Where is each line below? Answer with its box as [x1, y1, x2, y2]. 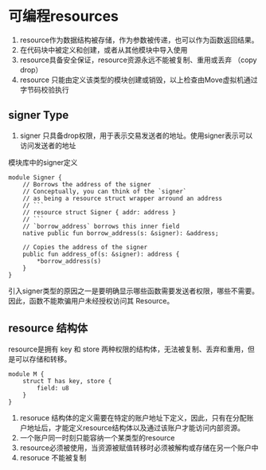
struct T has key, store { [22, 377, 112, 385]
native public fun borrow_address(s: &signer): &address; [22, 229, 219, 237]
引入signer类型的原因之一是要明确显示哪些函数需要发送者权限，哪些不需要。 [8, 286, 260, 296]
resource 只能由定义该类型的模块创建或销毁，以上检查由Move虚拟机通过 [19, 75, 258, 84]
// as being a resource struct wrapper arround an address [22, 194, 223, 202]
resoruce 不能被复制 [19, 452, 87, 462]
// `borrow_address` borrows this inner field [22, 222, 180, 230]
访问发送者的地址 [19, 140, 76, 150]
